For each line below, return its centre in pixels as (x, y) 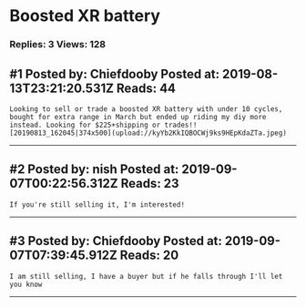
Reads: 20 (149, 256)
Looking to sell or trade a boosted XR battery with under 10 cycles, (146, 109)
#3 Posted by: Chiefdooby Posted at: (116, 241)
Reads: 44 (146, 88)
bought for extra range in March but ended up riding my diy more (138, 117)
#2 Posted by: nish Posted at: (94, 169)
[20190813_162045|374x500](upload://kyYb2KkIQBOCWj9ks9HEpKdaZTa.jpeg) (148, 133)
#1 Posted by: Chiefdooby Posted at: (115, 74)
